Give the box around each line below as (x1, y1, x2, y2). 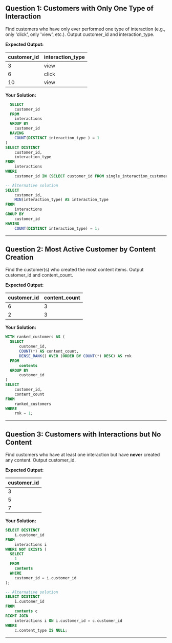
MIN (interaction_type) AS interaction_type (14, 197, 109, 203)
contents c (14, 609, 38, 614)
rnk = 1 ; (14, 411, 33, 416)
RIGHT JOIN (5, 613, 29, 618)
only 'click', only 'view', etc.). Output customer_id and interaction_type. (5, 31, 155, 38)
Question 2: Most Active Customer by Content (5, 245, 156, 253)
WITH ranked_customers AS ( (5, 334, 66, 340)
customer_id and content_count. (5, 272, 73, 278)
